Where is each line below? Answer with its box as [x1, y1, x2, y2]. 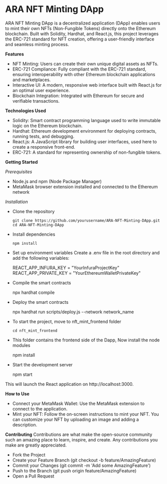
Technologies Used [5, 108, 46, 114]
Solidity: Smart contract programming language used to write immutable [12, 117, 161, 123]
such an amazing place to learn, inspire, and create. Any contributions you [5, 436, 158, 442]
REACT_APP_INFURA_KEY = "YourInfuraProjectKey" [12, 264, 120, 271]
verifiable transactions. [12, 98, 60, 104]
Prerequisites [5, 169, 32, 175]
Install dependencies [12, 231, 56, 237]
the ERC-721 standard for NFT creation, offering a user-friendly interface [5, 36, 155, 42]
